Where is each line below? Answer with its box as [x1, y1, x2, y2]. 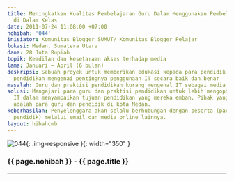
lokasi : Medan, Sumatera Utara [7, 42, 98, 49]
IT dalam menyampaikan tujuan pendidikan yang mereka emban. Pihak [13, 95, 214, 102]
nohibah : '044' [7, 29, 52, 37]
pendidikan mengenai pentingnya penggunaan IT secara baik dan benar [13, 74, 219, 82]
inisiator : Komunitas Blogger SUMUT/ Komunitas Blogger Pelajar [7, 36, 198, 43]
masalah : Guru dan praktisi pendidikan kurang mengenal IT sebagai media [7, 81, 226, 88]
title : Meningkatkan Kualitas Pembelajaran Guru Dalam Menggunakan [7, 10, 208, 17]
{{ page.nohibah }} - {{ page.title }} [7, 157, 129, 166]
